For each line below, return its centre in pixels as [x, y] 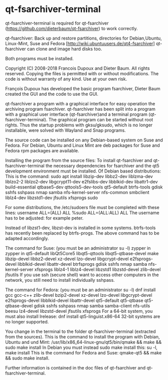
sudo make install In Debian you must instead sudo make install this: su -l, [81, 347]
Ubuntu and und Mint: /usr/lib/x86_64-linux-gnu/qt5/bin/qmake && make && [83, 342]
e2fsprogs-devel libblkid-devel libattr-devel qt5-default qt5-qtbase [74, 300]
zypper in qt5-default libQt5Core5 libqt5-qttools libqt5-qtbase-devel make [82, 253]
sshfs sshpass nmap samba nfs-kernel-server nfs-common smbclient [77, 192]
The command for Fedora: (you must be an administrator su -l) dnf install [80, 290]
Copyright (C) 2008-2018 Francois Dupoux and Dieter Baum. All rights [77, 68]
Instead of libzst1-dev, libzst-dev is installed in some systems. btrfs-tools [80, 228]
